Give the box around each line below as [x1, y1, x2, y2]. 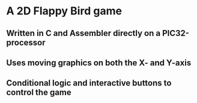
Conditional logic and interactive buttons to [6, 78, 172, 88]
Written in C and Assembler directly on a [6, 28, 161, 38]
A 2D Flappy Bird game [6, 4, 122, 18]
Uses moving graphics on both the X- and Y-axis [6, 57, 192, 68]
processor [6, 37, 46, 47]
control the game [6, 87, 72, 98]
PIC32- [162, 28, 190, 38]
